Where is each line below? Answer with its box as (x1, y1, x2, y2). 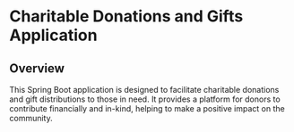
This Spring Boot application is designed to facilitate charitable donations (9, 85, 280, 95)
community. (9, 113, 53, 123)
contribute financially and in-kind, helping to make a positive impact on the (9, 103, 285, 113)
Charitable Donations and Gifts (9, 6, 244, 27)
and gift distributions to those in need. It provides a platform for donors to (9, 94, 281, 104)
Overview (9, 61, 65, 76)
